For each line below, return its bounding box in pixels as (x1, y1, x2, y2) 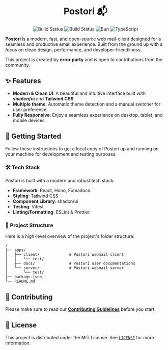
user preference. (12, 106, 48, 113)
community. (5, 62, 30, 68)
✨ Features (5, 76, 41, 86)
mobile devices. (12, 117, 46, 123)
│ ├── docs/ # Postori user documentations (5, 261, 136, 266)
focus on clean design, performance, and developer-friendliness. (5, 46, 142, 52)
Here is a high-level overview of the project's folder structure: (5, 233, 135, 239)
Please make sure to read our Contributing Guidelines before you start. (5, 306, 156, 312)
